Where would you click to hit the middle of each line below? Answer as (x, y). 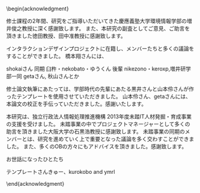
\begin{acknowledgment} (38, 9)
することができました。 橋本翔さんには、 (57, 56)
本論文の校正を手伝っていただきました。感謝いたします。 (76, 104)
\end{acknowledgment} (35, 184)
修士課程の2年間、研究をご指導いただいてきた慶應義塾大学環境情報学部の (96, 21)
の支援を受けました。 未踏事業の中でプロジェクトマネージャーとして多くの (98, 124)
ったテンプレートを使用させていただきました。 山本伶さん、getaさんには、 (99, 96)
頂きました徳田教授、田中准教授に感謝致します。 (66, 36)
